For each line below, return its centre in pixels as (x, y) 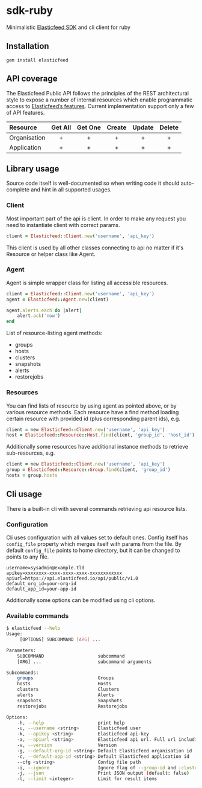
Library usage (33, 169)
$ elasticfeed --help (33, 629)
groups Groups (66, 678)
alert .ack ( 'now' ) (39, 316)
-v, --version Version (67, 745)
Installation (28, 46)
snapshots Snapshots (69, 700)
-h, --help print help (71, 723)
